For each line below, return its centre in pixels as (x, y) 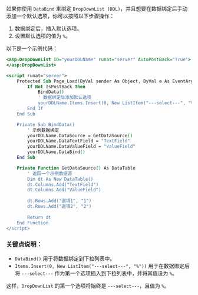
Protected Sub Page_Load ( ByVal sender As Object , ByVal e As (93, 81)
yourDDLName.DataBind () (56, 152)
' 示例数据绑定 (43, 130)
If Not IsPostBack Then (56, 87)
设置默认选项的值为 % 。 (42, 36)
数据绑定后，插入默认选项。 (48, 29)
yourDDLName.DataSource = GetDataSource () (80, 135)
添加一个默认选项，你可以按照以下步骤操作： (60, 16)
